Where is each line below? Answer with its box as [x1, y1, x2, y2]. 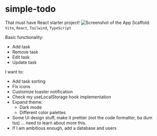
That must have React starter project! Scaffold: [5, 20, 150, 25]
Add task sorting [12, 78, 46, 84]
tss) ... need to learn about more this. [12, 120, 87, 126]
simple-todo [5, 3, 56, 15]
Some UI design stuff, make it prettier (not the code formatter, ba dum [12, 114, 153, 120]
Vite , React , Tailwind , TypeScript [5, 24, 72, 30]
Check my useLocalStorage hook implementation [12, 94, 111, 100]
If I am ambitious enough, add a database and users [12, 125, 117, 131]
